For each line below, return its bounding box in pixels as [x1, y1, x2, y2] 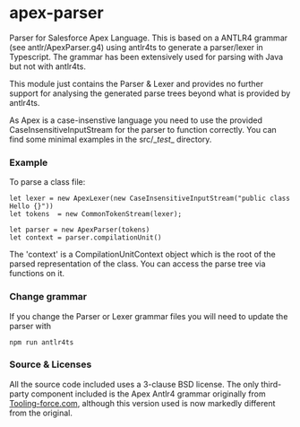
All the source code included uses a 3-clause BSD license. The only [9, 379, 260, 389]
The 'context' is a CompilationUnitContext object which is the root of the [9, 249, 276, 260]
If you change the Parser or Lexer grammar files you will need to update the [9, 310, 288, 321]
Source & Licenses [9, 358, 92, 370]
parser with [9, 320, 52, 331]
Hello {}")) [9, 202, 54, 211]
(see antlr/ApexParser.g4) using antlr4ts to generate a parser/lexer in [9, 41, 264, 52]
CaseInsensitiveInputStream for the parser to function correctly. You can [9, 124, 278, 135]
